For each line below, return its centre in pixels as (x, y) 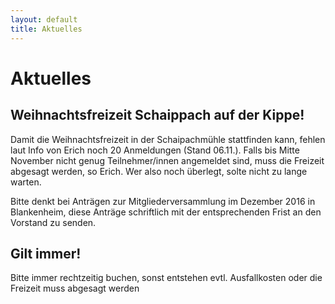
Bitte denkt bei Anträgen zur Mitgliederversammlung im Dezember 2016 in (163, 201)
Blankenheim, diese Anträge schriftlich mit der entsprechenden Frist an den (166, 212)
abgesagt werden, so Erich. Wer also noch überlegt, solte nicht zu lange (159, 171)
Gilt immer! (46, 253)
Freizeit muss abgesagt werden (75, 288)
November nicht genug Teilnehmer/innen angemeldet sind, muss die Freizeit (167, 160)
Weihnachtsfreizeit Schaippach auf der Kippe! (157, 115)
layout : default (44, 19)
